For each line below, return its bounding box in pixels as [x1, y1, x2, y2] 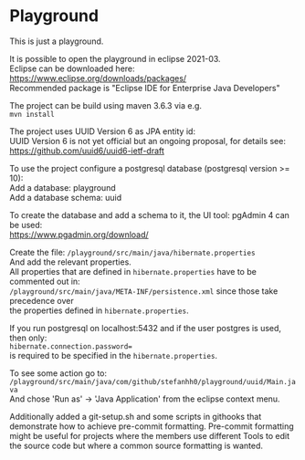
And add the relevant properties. [9, 256, 132, 267]
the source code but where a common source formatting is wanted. [9, 440, 263, 451]
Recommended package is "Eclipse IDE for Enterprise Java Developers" [9, 82, 280, 93]
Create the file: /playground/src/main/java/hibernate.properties [9, 246, 256, 257]
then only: [9, 332, 47, 343]
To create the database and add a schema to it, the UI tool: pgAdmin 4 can [9, 209, 290, 220]
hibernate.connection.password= [9, 341, 132, 351]
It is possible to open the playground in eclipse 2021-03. [9, 53, 221, 64]
